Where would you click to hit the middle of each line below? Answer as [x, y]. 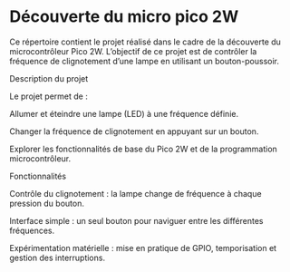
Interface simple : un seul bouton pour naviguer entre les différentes [136, 220]
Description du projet [49, 78]
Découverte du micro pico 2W [124, 17]
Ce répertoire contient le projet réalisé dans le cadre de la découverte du [145, 42]
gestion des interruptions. [58, 257]
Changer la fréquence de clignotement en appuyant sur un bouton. [134, 131]
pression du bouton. [47, 203]
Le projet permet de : [48, 96]
